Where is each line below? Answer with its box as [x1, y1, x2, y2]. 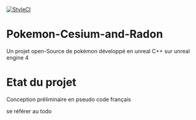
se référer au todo [6, 107, 52, 114]
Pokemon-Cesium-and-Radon [6, 28, 164, 41]
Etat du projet [6, 75, 77, 89]
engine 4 [6, 54, 29, 61]
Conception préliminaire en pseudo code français [6, 96, 132, 103]
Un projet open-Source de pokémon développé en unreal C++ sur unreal [6, 47, 190, 54]
